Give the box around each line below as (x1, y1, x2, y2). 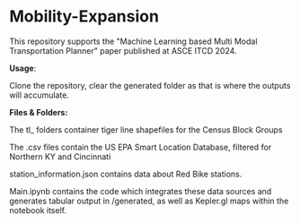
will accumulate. (9, 90, 70, 100)
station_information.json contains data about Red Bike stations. (9, 168, 243, 179)
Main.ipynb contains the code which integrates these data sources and (9, 185, 272, 196)
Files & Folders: (9, 107, 68, 117)
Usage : (9, 63, 37, 73)
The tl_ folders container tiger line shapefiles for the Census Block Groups (9, 124, 283, 135)
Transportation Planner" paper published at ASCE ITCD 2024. (9, 45, 237, 56)
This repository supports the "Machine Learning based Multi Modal (9, 36, 258, 47)
